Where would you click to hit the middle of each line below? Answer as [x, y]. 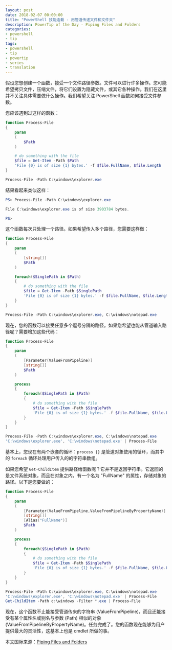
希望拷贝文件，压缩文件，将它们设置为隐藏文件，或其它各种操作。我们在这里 [86, 89]
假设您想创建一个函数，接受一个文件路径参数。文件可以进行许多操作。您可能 [86, 83]
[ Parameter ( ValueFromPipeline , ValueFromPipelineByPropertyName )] [95, 511]
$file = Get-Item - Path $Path [47, 161]
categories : [18, 29]
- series [15, 63]
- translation [20, 67]
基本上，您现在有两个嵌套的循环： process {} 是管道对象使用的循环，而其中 [85, 452]
